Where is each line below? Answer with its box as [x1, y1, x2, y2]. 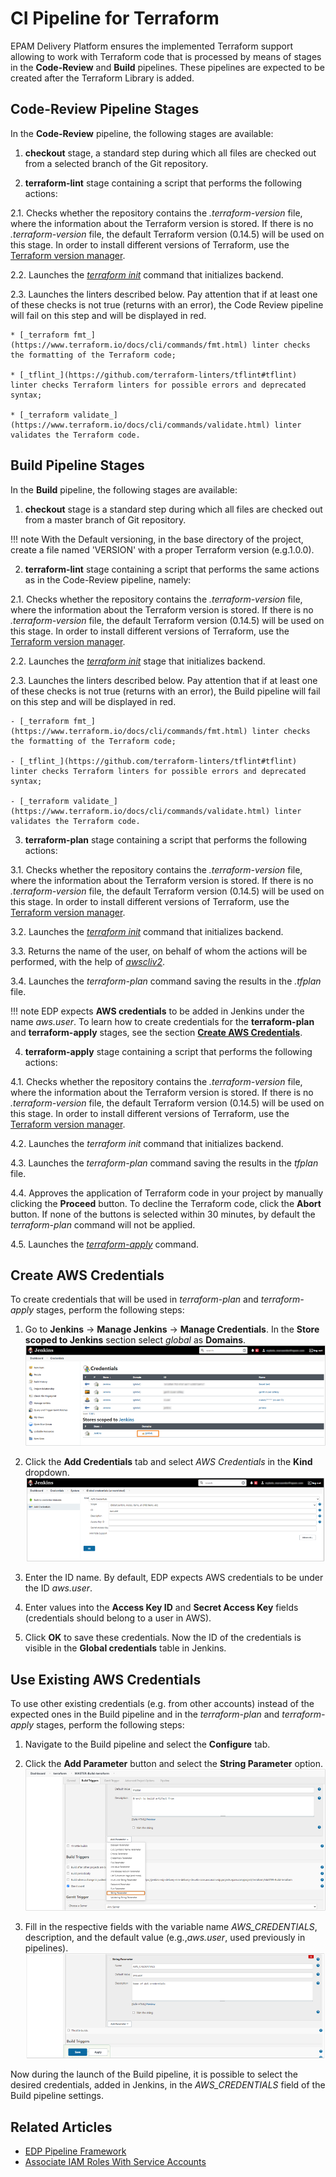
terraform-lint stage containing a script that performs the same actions [24, 563, 320, 575]
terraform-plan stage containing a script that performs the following [24, 833, 308, 846]
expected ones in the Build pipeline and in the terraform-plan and [10, 1708, 280, 1720]
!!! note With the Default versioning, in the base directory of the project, [10, 533, 304, 545]
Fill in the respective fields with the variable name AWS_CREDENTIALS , [24, 1920, 318, 1932]
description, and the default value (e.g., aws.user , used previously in [24, 1931, 306, 1943]
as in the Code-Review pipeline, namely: [24, 573, 192, 586]
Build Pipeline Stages [10, 457, 145, 474]
